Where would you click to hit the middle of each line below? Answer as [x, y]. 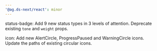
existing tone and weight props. [37, 28]
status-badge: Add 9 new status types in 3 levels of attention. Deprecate [78, 23]
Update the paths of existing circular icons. [49, 43]
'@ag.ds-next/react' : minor [34, 9]
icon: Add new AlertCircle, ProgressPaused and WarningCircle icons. [75, 38]
